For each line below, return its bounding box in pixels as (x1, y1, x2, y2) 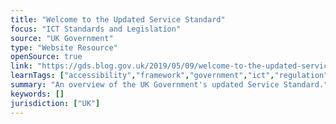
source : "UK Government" (10, 33, 114, 43)
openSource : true (10, 52, 83, 62)
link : (10, 61, 33, 71)
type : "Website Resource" (10, 42, 118, 53)
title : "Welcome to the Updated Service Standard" (10, 14, 226, 25)
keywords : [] (10, 89, 65, 99)
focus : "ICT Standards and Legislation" (10, 24, 182, 34)
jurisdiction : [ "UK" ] (10, 98, 101, 108)
